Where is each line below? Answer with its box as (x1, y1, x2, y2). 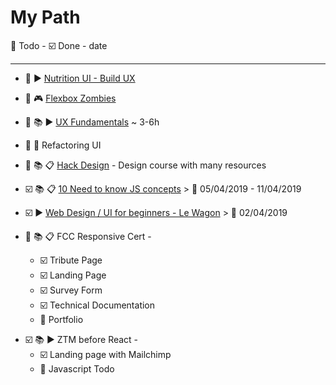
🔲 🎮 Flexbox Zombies (24, 92, 117, 104)
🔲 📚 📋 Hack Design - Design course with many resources (24, 159, 267, 171)
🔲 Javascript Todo (39, 362, 115, 375)
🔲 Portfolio (39, 313, 84, 325)
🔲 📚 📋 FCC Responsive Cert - (24, 230, 152, 242)
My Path (10, 6, 81, 29)
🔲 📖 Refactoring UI (24, 139, 102, 151)
